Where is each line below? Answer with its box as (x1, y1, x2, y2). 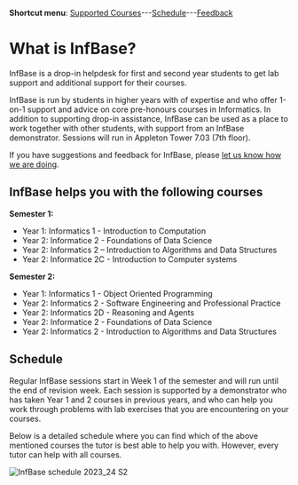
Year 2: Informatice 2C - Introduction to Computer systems (21, 253, 238, 265)
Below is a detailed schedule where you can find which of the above (9, 430, 259, 441)
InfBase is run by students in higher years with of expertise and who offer (9, 94, 278, 105)
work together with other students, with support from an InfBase (9, 123, 245, 133)
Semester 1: (9, 208, 54, 219)
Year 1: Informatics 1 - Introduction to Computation (21, 226, 207, 236)
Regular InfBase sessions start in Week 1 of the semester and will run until (9, 375, 279, 386)
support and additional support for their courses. (9, 77, 188, 88)
